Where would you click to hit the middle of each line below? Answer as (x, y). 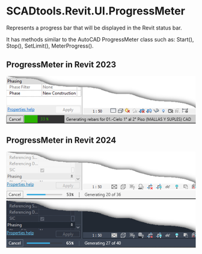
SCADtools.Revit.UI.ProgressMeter (96, 11)
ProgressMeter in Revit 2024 (61, 141)
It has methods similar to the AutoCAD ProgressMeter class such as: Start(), (100, 39)
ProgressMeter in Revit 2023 (61, 65)
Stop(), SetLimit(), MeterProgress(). (50, 46)
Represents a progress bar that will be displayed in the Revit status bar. (94, 28)
